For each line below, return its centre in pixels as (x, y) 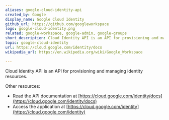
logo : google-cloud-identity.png (40, 29)
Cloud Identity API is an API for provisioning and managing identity (74, 71)
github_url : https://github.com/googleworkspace (57, 24)
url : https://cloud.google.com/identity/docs (54, 47)
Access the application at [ (40, 106)
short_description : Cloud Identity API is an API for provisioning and (82, 38)
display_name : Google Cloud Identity (45, 19)
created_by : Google (26, 15)
